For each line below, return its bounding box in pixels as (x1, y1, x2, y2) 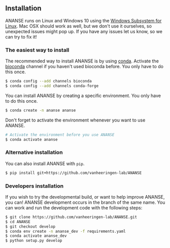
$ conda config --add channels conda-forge (5, 83, 99, 88)
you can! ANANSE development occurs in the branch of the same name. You (5, 199, 165, 205)
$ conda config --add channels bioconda (5, 79, 92, 84)
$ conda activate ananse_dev (5, 233, 67, 238)
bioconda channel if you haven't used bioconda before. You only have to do (5, 64, 164, 70)
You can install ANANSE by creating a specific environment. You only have (5, 92, 161, 99)
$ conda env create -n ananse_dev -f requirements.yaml (5, 229, 126, 234)
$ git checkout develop (5, 224, 56, 229)
